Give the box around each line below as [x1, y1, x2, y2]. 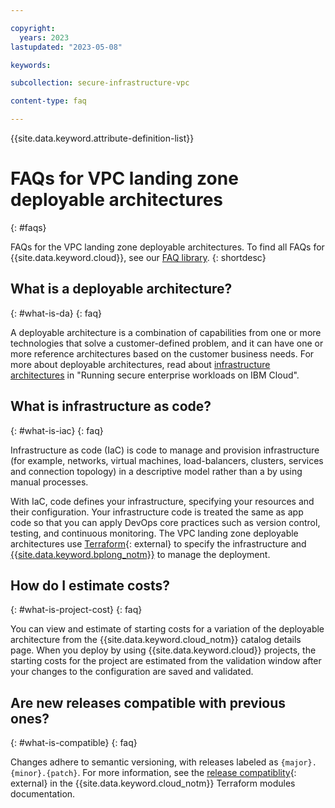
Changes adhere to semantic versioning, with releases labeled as [10, 756, 279, 768]
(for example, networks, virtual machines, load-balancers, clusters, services [10, 454, 324, 466]
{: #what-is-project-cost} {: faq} [10, 604, 143, 616]
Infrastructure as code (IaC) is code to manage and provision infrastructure [10, 444, 320, 456]
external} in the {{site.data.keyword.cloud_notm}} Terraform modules [10, 777, 296, 790]
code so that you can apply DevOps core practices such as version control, [10, 516, 321, 528]
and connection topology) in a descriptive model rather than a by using [10, 465, 303, 477]
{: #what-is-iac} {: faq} [10, 424, 104, 436]
